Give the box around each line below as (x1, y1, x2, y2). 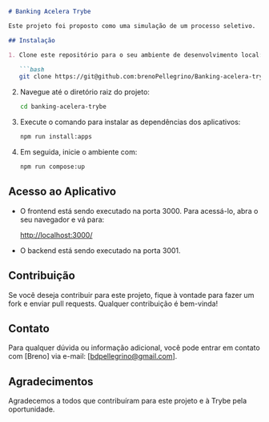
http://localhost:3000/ (19, 230, 93, 239)
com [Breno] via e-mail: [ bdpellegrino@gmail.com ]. (8, 352, 178, 361)
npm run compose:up (19, 163, 86, 171)
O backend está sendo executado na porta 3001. (19, 245, 182, 255)
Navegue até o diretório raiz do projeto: (19, 87, 151, 97)
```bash (18, 65, 45, 74)
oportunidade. (8, 404, 55, 414)
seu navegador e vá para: (19, 215, 105, 224)
